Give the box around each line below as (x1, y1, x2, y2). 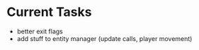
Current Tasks (6, 4, 92, 20)
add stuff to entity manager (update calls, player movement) (16, 34, 193, 42)
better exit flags (16, 27, 63, 35)
